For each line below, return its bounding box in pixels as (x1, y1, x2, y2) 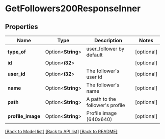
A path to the (86, 96, 116, 102)
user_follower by (86, 45, 125, 52)
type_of (7, 49, 26, 55)
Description (94, 37, 123, 44)
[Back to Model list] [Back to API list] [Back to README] (5, 129, 118, 134)
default (86, 52, 103, 58)
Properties (5, 23, 38, 31)
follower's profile (86, 102, 125, 109)
